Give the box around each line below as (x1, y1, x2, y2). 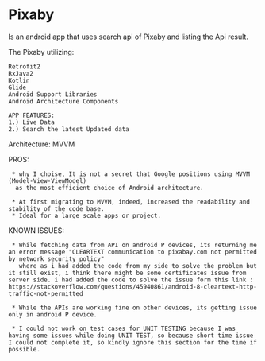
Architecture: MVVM (8, 139, 75, 149)
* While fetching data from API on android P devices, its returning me (11, 241, 258, 249)
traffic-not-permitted (8, 289, 83, 297)
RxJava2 (8, 69, 34, 77)
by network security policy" (8, 254, 105, 263)
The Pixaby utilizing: (8, 47, 75, 56)
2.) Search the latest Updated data (8, 125, 129, 133)
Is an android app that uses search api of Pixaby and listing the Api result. (8, 32, 248, 41)
